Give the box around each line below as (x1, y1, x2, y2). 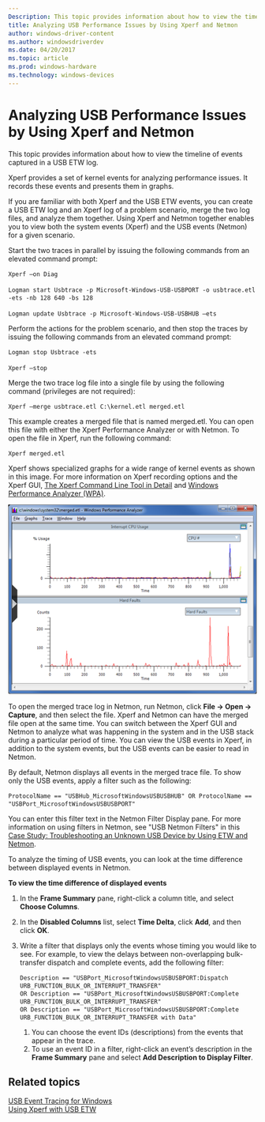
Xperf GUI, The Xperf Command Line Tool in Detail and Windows (8, 480, 219, 489)
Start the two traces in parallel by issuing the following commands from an (8, 245, 250, 255)
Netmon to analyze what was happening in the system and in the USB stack (8, 727, 254, 736)
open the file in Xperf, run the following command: (8, 433, 172, 443)
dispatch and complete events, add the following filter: (47, 958, 225, 967)
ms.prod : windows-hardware (8, 63, 97, 71)
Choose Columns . (19, 901, 80, 911)
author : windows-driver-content (8, 29, 114, 37)
